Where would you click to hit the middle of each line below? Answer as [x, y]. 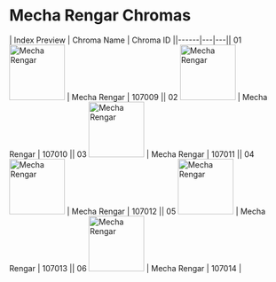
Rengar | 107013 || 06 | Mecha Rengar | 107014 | [126, 268]
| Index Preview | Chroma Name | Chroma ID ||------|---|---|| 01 [126, 40]
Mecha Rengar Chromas [100, 16]
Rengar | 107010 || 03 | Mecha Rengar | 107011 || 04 [132, 154]
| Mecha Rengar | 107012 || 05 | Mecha [166, 211]
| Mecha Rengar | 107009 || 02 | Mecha [167, 97]
